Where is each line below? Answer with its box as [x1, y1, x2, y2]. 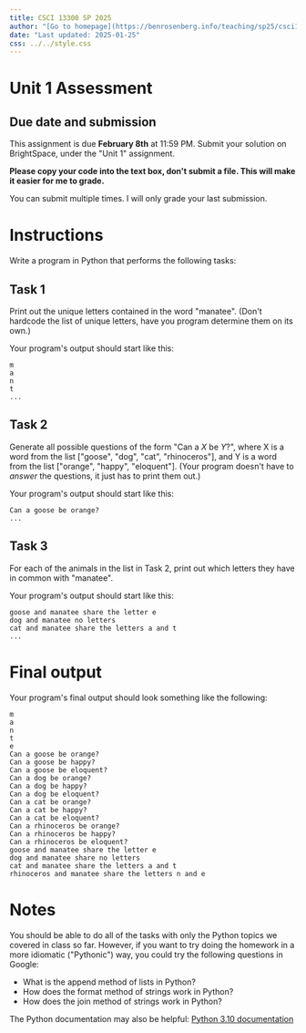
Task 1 [9, 282, 46, 297]
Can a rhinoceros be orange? [9, 821, 120, 831]
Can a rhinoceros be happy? [9, 829, 117, 839]
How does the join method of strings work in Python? [22, 996, 223, 1007]
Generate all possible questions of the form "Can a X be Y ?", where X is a [9, 441, 285, 452]
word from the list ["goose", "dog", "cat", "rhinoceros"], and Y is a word [9, 450, 278, 461]
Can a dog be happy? [9, 781, 88, 790]
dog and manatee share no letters [9, 853, 141, 863]
